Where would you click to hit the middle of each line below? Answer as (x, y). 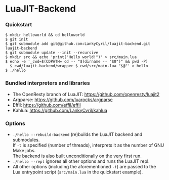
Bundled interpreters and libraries (48, 83)
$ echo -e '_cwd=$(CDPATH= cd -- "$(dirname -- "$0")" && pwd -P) (77, 62)
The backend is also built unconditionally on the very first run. (77, 156)
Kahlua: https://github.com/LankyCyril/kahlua (60, 110)
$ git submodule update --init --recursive (52, 53)
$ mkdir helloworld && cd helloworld (45, 35)
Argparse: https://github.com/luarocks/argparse (62, 100)
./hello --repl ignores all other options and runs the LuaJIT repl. (81, 161)
